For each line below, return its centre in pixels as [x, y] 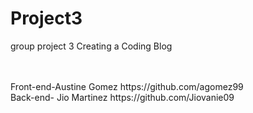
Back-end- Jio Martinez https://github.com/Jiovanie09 [122, 97]
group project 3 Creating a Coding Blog [91, 46]
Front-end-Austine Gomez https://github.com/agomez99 [127, 86]
